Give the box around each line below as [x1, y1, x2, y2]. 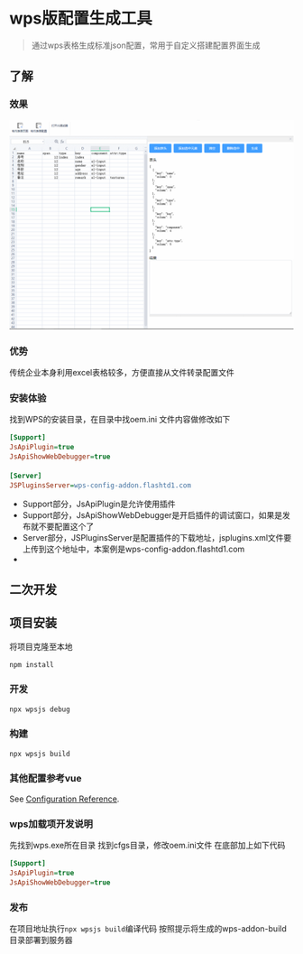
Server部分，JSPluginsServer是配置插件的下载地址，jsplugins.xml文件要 [22, 532, 292, 542]
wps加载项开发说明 [9, 818, 93, 830]
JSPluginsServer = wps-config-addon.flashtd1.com [9, 480, 192, 490]
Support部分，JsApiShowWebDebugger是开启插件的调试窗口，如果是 [22, 509, 283, 520]
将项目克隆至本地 [9, 641, 73, 652]
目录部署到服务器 [9, 934, 73, 945]
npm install [9, 660, 54, 669]
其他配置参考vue [9, 773, 82, 785]
